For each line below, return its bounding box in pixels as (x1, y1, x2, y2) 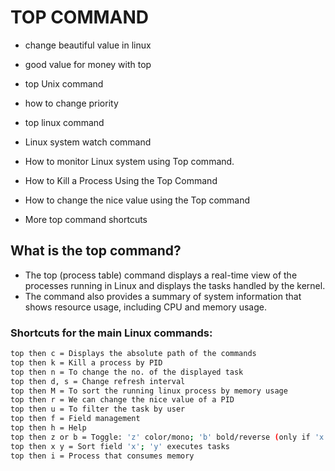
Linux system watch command (24, 136, 152, 148)
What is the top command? (10, 242, 182, 260)
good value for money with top (24, 58, 152, 70)
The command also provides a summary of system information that (24, 290, 302, 302)
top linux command (24, 116, 105, 128)
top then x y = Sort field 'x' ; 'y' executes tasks (10, 441, 230, 451)
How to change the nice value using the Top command (24, 194, 251, 206)
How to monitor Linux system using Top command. (24, 155, 235, 167)
